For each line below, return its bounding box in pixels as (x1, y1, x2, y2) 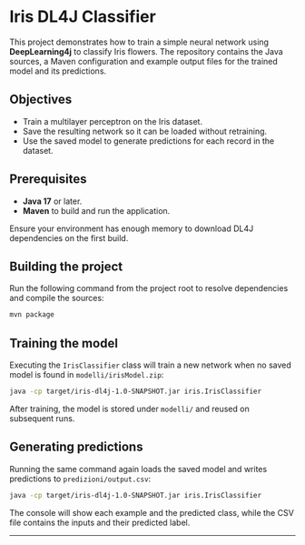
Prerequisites (9, 171, 87, 187)
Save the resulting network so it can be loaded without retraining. (22, 126, 268, 136)
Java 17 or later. (22, 196, 83, 207)
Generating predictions (9, 439, 143, 455)
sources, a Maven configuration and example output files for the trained (9, 56, 279, 66)
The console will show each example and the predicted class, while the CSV (9, 507, 295, 518)
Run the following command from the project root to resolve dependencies (9, 283, 289, 294)
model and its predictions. (9, 66, 107, 76)
